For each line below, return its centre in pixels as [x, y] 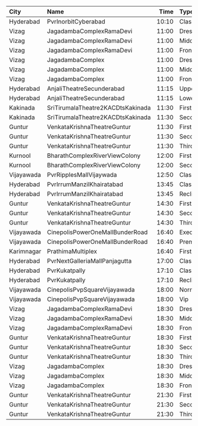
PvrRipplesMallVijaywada [82, 175]
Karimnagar [25, 251]
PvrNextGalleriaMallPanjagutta [89, 261]
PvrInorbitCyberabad [76, 22]
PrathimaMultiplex [72, 251]
